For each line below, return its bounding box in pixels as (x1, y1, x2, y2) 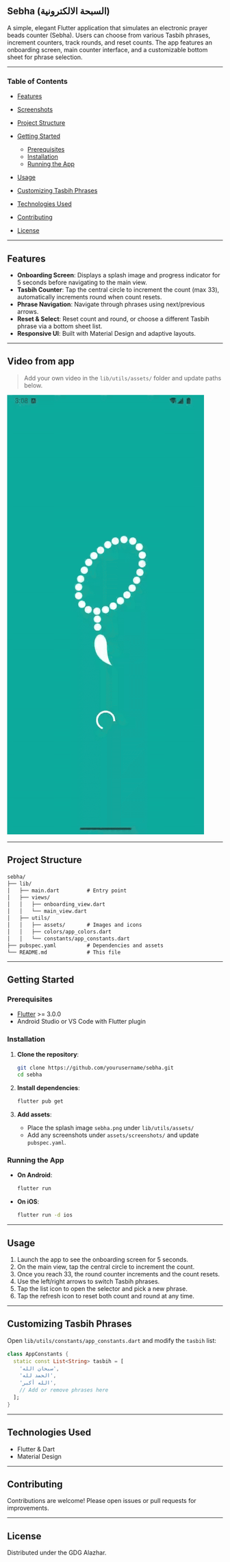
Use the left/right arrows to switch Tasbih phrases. (16, 1277, 160, 1286)
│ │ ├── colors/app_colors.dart (7, 928, 112, 935)
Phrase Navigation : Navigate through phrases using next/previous (16, 300, 205, 308)
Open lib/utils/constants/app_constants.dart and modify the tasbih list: (7, 1336, 217, 1344)
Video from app (7, 356, 75, 367)
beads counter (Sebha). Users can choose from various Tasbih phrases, (7, 31, 211, 39)
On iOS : (16, 1197, 40, 1206)
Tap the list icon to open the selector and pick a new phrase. (16, 1285, 188, 1293)
